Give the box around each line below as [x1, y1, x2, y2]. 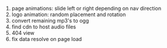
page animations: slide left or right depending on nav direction [11, 5, 162, 12]
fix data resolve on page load [11, 36, 82, 42]
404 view [11, 29, 35, 36]
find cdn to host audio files [11, 23, 76, 30]
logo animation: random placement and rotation [11, 11, 126, 18]
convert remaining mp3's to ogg [11, 17, 89, 24]
